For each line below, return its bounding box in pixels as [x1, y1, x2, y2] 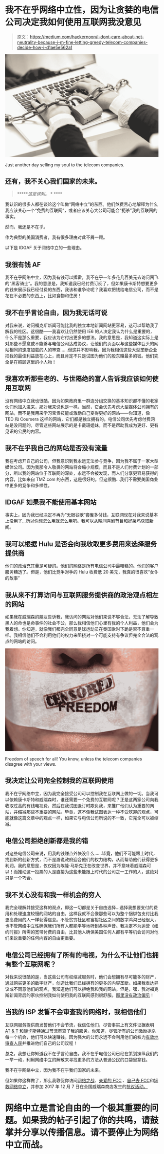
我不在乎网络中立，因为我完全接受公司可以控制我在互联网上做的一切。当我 [5, 790, 154, 796]
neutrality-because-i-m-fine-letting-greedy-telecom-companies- [17, 39, 148, 45]
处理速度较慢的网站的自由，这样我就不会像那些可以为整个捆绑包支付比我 [13, 910, 159, 917]
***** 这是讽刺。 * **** [17, 191, 62, 197]
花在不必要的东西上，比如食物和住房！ [5, 293, 82, 299]
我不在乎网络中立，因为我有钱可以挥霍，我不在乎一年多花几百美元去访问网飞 [5, 274, 159, 280]
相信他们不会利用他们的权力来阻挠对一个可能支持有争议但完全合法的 [18, 632, 154, 638]
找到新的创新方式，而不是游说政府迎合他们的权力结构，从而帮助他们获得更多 [5, 857, 159, 863]
